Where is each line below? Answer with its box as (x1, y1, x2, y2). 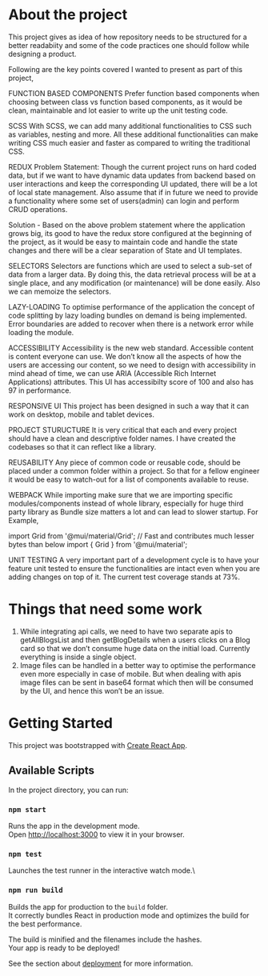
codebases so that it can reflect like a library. (8, 442, 157, 451)
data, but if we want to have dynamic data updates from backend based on (8, 170, 256, 180)
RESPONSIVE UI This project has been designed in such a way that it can (8, 401, 250, 410)
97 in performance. (8, 386, 72, 395)
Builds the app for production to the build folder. (8, 902, 169, 911)
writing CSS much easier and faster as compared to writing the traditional (8, 138, 250, 147)
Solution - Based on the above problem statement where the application (8, 220, 246, 230)
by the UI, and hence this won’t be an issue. (19, 686, 165, 695)
